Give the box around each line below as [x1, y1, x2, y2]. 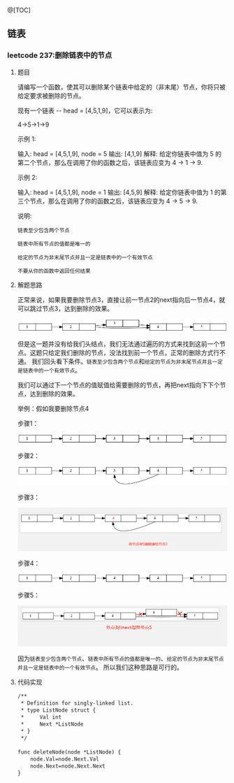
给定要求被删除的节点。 [17, 91, 85, 100]
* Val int [20, 713, 62, 721]
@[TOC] [7, 6, 31, 14]
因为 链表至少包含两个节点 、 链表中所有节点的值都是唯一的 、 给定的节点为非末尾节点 [17, 654, 225, 663]
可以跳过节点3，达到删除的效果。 [17, 304, 114, 313]
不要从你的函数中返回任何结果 [17, 267, 91, 275]
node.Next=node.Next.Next [30, 762, 106, 770]
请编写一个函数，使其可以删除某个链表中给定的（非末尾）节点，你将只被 [17, 82, 226, 91]
